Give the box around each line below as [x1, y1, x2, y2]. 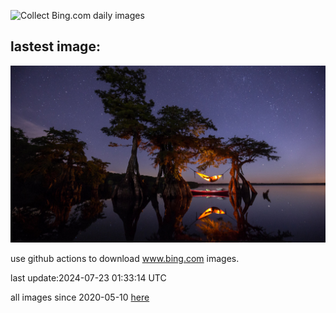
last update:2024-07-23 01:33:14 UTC [10, 272, 167, 284]
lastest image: [10, 38, 101, 55]
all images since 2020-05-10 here [10, 291, 150, 304]
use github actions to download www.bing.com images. [10, 253, 240, 265]
